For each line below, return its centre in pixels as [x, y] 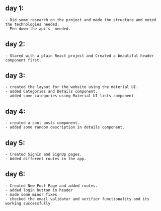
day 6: [15, 174]
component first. [23, 60]
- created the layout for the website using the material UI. [72, 87]
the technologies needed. [32, 24]
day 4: [15, 111]
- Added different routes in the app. [46, 159]
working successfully [28, 203]
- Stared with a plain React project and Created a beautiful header [80, 56]
